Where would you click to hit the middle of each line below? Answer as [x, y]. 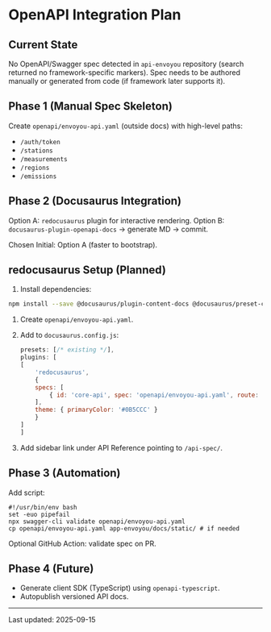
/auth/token [40, 142]
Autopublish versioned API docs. [74, 597]
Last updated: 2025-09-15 [52, 620]
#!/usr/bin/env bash [43, 507]
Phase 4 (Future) [51, 569]
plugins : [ [38, 358]
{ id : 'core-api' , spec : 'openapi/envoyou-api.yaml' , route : [154, 395]
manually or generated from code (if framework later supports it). [117, 81]
